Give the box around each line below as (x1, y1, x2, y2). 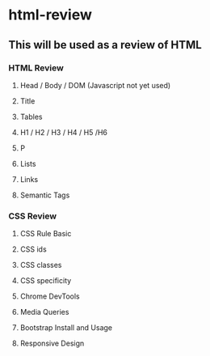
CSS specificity (19, 276, 72, 286)
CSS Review (8, 210, 57, 222)
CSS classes (19, 261, 62, 270)
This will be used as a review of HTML (8, 38, 202, 52)
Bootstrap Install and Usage (19, 323, 113, 333)
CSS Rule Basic (19, 229, 72, 239)
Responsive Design (19, 338, 85, 349)
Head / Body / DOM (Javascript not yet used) (19, 80, 171, 90)
